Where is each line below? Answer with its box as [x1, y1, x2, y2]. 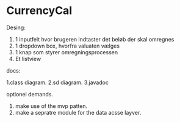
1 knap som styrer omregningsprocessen [15, 48, 118, 56]
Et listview [15, 55, 41, 62]
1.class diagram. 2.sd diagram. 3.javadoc [6, 79, 109, 86]
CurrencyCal [6, 4, 72, 18]
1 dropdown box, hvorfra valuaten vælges [15, 42, 120, 49]
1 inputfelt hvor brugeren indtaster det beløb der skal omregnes [15, 35, 175, 43]
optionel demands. [6, 90, 54, 98]
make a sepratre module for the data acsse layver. [15, 109, 142, 116]
